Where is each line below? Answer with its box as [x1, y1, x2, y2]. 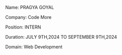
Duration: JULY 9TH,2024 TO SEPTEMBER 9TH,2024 [5, 34, 117, 40]
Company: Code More [5, 14, 52, 20]
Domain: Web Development [5, 44, 63, 50]
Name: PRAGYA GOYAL [5, 5, 54, 10]
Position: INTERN [5, 24, 41, 30]
